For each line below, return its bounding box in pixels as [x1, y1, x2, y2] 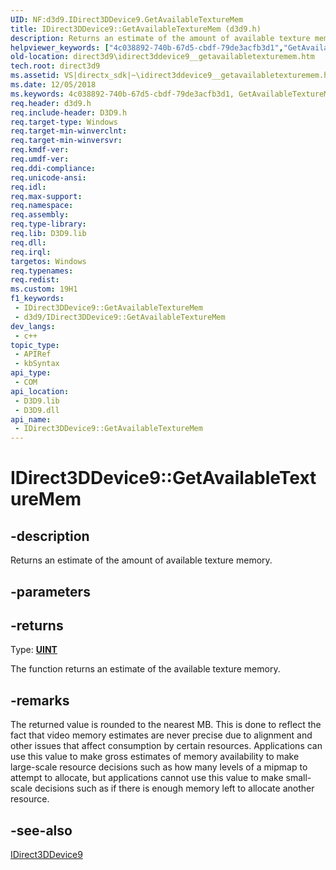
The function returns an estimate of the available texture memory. [10, 663, 281, 675]
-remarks [10, 692, 70, 709]
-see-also [10, 822, 73, 839]
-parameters [10, 583, 91, 600]
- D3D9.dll [14, 405, 60, 415]
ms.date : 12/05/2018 [10, 80, 97, 90]
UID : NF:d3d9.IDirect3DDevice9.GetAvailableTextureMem [10, 14, 244, 25]
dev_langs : [10, 321, 56, 331]
